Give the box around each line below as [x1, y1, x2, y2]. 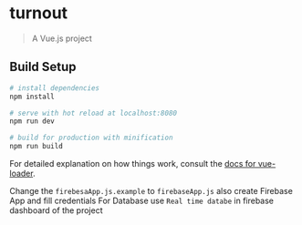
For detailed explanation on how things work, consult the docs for [9, 159, 256, 169]
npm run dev [9, 117, 55, 126]
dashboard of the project [9, 205, 103, 216]
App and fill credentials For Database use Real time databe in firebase [9, 195, 275, 206]
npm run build [9, 142, 64, 151]
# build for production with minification [9, 133, 173, 143]
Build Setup [9, 59, 77, 75]
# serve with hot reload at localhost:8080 [9, 108, 178, 118]
